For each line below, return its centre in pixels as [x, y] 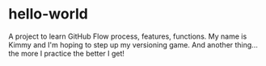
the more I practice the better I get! [67, 53]
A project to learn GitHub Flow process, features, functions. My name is [128, 36]
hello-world [49, 14]
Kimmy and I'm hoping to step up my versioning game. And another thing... [133, 44]
